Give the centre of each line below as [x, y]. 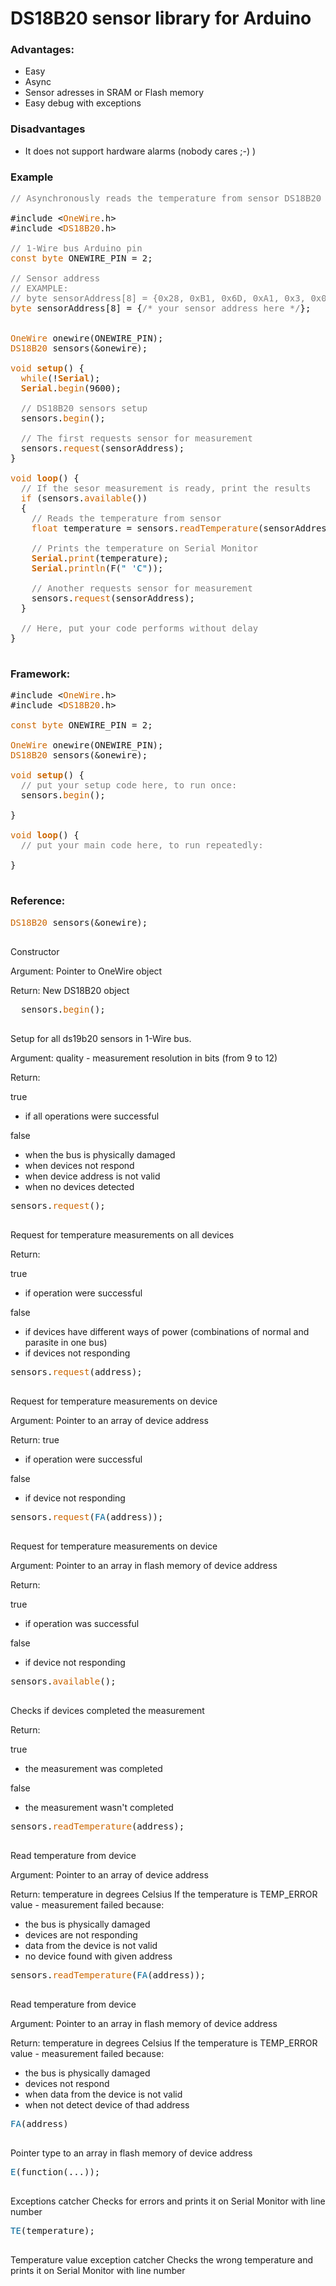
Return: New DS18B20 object [70, 990]
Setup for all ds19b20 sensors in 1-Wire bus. [101, 1038]
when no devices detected [79, 1186]
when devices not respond [79, 1165]
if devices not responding [77, 1353]
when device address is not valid [92, 1176]
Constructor [35, 951]
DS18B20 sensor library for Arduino [161, 18]
